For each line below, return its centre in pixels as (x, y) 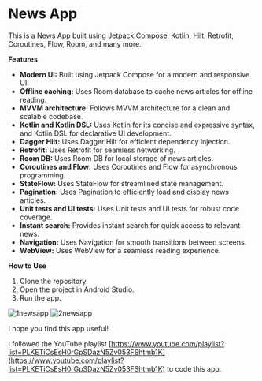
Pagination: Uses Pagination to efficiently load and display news (124, 192)
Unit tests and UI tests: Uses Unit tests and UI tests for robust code (129, 208)
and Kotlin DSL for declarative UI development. (95, 133)
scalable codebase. (51, 116)
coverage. (36, 217)
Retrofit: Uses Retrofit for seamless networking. (97, 150)
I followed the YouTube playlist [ (60, 343)
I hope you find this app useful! (58, 328)
